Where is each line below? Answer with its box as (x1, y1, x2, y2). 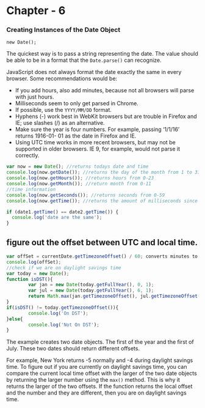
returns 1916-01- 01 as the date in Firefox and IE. (15, 132, 137, 139)
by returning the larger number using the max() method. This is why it (6, 376, 180, 384)
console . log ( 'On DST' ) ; (28, 310, 88, 316)
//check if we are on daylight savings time (6, 264, 121, 271)
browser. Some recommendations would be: (6, 75, 118, 83)
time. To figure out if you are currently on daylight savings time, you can (6, 363, 187, 371)
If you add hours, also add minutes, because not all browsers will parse (15, 87, 195, 94)
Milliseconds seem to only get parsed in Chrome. (15, 100, 138, 107)
